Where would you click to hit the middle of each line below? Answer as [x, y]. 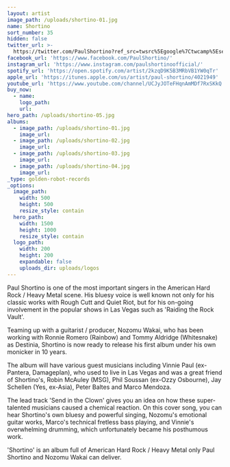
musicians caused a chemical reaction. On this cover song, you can [127, 407]
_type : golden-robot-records [49, 179]
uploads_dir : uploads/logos [59, 268]
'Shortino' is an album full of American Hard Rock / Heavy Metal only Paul [111, 450]
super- [206, 400]
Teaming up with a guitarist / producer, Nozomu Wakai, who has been [105, 330]
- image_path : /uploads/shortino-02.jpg [72, 141]
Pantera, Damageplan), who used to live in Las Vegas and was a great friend [115, 372]
